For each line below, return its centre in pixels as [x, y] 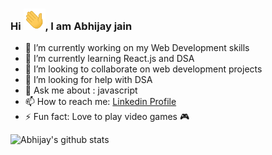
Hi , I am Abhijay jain [71, 26]
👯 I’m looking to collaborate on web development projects [143, 69]
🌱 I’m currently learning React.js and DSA [109, 59]
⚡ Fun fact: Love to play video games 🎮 [107, 117]
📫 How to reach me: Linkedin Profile [100, 102]
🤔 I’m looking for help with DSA [88, 80]
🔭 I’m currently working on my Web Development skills [137, 48]
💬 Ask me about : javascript [81, 90]
